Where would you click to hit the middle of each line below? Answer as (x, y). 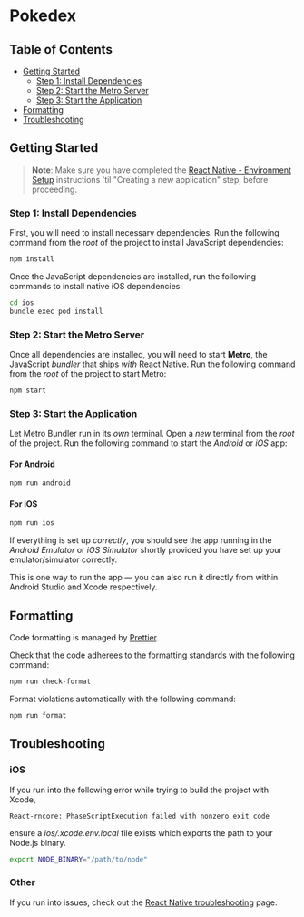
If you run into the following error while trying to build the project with (139, 790)
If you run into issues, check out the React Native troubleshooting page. (144, 902)
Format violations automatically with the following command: (123, 699)
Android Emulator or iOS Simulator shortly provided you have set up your (146, 550)
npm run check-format (50, 682)
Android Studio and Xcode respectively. (83, 587)
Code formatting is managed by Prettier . (84, 638)
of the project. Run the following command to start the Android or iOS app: (148, 443)
